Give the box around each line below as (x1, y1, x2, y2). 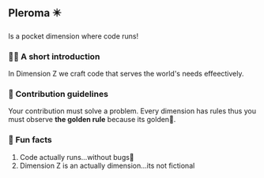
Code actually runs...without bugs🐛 (19, 152, 134, 161)
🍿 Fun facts (8, 135, 53, 146)
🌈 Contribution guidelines (8, 89, 109, 100)
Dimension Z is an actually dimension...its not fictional (19, 161, 195, 170)
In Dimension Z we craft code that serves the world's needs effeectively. (8, 69, 244, 79)
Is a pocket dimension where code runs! (8, 31, 139, 41)
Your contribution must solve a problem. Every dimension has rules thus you (8, 106, 257, 116)
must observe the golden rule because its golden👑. (8, 115, 176, 124)
